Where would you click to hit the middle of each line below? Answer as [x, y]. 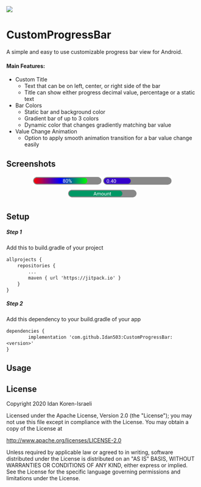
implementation [48, 337]
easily [32, 144]
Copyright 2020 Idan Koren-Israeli [49, 403]
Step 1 [14, 232]
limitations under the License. [43, 478]
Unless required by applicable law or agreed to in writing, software [90, 452]
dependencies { [26, 331]
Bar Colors [29, 106]
